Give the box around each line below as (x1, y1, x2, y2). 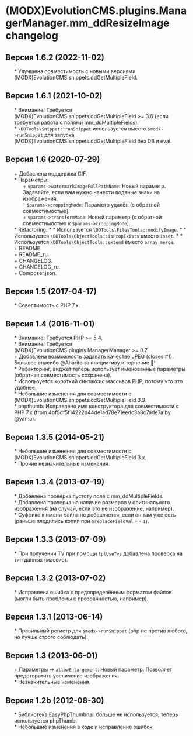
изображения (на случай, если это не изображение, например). (13, 505, 174, 512)
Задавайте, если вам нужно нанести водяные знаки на (22, 188, 160, 195)
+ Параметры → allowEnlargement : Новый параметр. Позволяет (13, 666, 173, 673)
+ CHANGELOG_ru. (13, 263, 61, 270)
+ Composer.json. (13, 269, 57, 276)
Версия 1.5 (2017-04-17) (5, 287, 97, 297)
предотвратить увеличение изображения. (13, 672, 120, 679)
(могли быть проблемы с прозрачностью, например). (13, 595, 149, 602)
